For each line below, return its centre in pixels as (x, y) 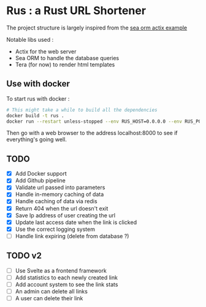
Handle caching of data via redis (56, 201)
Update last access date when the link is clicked (76, 222)
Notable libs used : (30, 39)
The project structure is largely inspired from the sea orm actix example (97, 28)
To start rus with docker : (38, 98)
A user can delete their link (49, 298)
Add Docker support (41, 174)
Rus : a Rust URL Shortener (76, 11)
